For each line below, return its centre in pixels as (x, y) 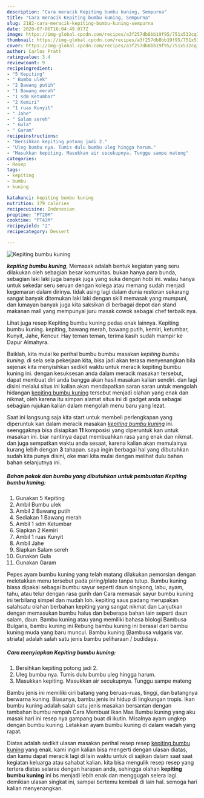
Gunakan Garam (36, 563)
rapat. (14, 731)
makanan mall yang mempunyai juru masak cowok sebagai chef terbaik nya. (102, 311)
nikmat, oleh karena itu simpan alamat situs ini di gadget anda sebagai (94, 399)
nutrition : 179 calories (38, 203)
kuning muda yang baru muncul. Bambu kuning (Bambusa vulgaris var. (95, 632)
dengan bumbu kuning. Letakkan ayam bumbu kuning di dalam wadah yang (101, 725)
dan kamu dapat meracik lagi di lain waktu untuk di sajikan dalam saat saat (100, 756)
